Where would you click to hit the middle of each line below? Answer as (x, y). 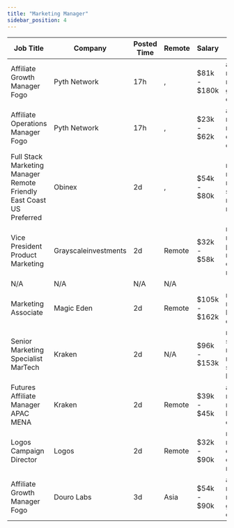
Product (24, 255)
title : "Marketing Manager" (48, 14)
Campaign (28, 451)
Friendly (24, 191)
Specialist (27, 358)
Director (24, 459)
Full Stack (27, 156)
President (26, 246)
